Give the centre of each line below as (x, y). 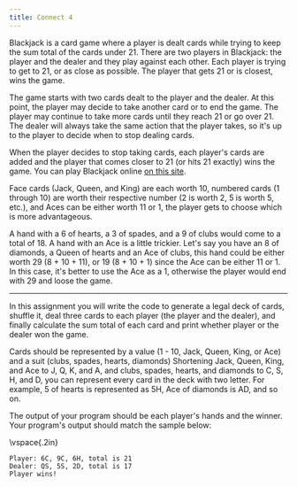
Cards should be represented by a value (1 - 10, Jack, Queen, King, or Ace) (145, 352)
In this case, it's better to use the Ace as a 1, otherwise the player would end (148, 271)
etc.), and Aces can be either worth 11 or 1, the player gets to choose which (146, 207)
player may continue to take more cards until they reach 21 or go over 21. (141, 116)
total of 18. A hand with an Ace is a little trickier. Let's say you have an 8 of (145, 243)
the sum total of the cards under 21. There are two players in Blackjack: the (146, 52)
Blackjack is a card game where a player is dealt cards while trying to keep (145, 43)
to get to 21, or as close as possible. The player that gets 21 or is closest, (141, 71)
